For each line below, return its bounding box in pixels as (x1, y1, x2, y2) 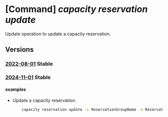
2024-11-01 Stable (5, 74, 51, 81)
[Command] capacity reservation (5, 4, 148, 15)
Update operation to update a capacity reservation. (5, 31, 111, 37)
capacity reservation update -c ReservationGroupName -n (22, 107, 143, 112)
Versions (5, 45, 34, 54)
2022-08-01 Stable (5, 60, 53, 67)
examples (5, 86, 26, 92)
